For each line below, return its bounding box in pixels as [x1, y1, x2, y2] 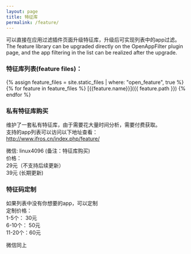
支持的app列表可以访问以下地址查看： [6, 128, 98, 136]
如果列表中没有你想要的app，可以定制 [6, 200, 98, 207]
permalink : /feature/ [6, 19, 59, 25]
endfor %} [6, 91, 31, 98]
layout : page [6, 8, 38, 15]
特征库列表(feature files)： [6, 65, 82, 73]
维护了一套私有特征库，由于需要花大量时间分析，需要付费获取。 [6, 121, 160, 128]
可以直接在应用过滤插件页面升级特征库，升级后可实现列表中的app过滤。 [6, 36, 180, 43]
